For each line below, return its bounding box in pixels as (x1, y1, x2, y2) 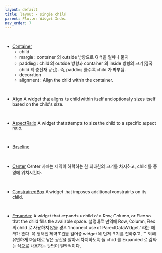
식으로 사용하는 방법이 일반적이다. (17, 243, 81, 249)
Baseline (12, 144, 30, 150)
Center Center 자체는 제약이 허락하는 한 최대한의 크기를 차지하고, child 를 (12, 163, 152, 169)
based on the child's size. (12, 101, 64, 107)
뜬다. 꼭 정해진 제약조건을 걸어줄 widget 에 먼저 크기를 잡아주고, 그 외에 (21, 231, 156, 236)
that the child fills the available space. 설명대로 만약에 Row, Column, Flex (12, 218, 155, 224)
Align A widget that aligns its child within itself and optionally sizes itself (12, 96, 156, 102)
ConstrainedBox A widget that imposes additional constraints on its (12, 189, 146, 195)
